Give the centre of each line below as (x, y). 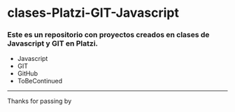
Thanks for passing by (40, 101)
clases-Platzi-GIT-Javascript (93, 13)
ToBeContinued (40, 81)
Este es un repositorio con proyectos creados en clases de (108, 35)
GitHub (28, 73)
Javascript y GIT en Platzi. (53, 43)
